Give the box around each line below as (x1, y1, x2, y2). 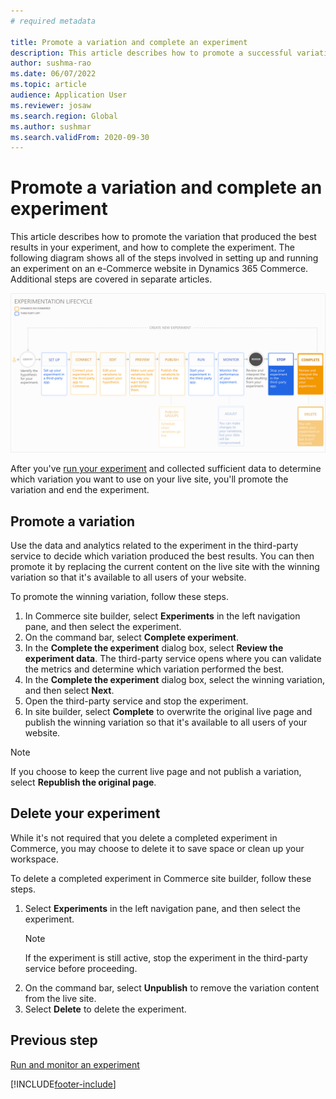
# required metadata (10, 16, 97, 26)
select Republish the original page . (10, 776, 157, 788)
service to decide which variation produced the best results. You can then (10, 550, 315, 562)
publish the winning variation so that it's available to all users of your (24, 716, 308, 728)
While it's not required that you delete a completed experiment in (10, 831, 278, 844)
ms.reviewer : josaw (10, 100, 92, 110)
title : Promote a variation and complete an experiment (10, 37, 248, 47)
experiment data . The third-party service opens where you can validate (24, 652, 322, 664)
